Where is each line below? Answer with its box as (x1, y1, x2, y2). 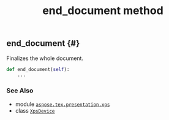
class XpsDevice (15, 107, 55, 114)
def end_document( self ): (6, 66, 70, 72)
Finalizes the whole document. (6, 54, 84, 62)
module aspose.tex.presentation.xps (15, 100, 110, 108)
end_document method (42, 4, 163, 18)
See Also (6, 86, 34, 95)
